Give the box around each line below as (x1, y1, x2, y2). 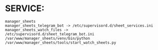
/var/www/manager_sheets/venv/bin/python (5, 36, 90, 41)
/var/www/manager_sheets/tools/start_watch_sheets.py (5, 40, 117, 45)
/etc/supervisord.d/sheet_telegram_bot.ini (5, 32, 95, 36)
